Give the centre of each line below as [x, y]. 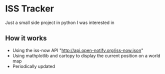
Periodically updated [34, 66]
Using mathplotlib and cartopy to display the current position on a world [86, 55]
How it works [26, 38]
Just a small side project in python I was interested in [60, 22]
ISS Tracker [29, 9]
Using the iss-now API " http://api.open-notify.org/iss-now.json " [78, 50]
